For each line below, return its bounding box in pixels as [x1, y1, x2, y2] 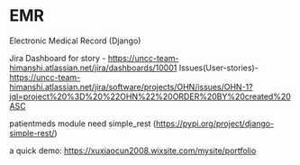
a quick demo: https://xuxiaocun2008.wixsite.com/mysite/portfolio [9, 145, 257, 156]
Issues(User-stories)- [178, 62, 259, 73]
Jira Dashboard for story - [9, 52, 106, 63]
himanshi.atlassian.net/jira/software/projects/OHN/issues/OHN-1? [9, 81, 254, 92]
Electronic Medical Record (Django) [9, 35, 141, 46]
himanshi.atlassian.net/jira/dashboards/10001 [9, 62, 177, 73]
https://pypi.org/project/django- [156, 118, 275, 129]
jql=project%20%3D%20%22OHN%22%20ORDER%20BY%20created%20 [9, 91, 291, 102]
